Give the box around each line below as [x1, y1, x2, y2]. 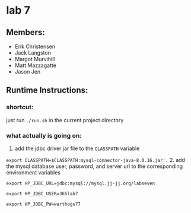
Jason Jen [14, 68, 41, 75]
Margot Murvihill [14, 56, 55, 62]
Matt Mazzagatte [14, 62, 56, 69]
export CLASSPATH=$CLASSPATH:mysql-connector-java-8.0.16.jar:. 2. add [6, 156, 186, 163]
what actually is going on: [6, 131, 82, 139]
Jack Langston [14, 49, 52, 56]
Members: [6, 27, 46, 37]
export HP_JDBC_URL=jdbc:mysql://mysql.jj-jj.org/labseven [6, 180, 155, 186]
